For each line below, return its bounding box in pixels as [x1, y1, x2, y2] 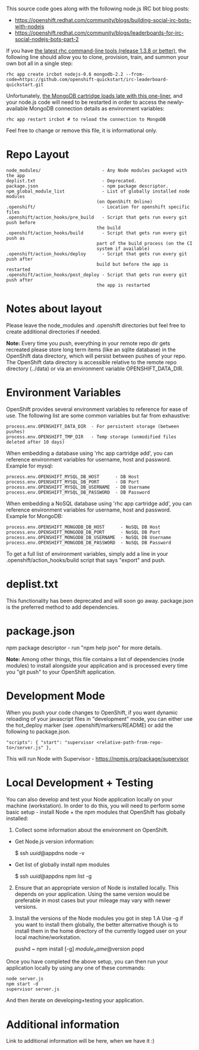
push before [6, 219, 36, 225]
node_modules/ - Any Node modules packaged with [6, 167, 187, 174]
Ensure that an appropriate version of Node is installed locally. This [14, 884, 179, 891]
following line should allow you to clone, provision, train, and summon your [6, 54, 189, 60]
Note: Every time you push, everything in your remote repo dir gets [6, 339, 170, 346]
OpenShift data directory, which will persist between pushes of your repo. [6, 352, 187, 360]
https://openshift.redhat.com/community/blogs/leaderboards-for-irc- [14, 29, 184, 36]
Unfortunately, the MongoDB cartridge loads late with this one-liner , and [6, 92, 183, 99]
